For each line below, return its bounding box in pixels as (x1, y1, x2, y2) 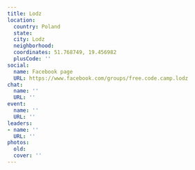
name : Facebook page (13, 68, 73, 75)
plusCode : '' (13, 56, 52, 62)
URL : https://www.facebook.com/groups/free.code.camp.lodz (13, 74, 189, 82)
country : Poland (13, 23, 61, 30)
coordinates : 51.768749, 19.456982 (13, 49, 117, 56)
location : (7, 17, 36, 24)
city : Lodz (13, 36, 45, 43)
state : (13, 29, 33, 37)
